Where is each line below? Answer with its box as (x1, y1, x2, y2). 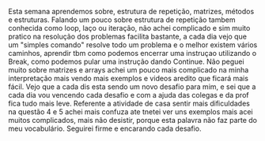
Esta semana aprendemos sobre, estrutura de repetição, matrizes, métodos (8, 7, 255, 16)
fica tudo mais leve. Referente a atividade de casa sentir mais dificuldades (8, 98, 251, 108)
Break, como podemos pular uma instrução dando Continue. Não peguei (8, 57, 244, 66)
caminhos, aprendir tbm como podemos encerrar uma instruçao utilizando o (8, 49, 257, 58)
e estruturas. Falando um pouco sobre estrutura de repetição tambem (8, 15, 236, 24)
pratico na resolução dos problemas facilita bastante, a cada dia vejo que (8, 32, 248, 41)
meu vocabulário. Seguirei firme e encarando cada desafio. (8, 124, 202, 133)
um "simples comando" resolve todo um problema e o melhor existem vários (8, 40, 258, 50)
